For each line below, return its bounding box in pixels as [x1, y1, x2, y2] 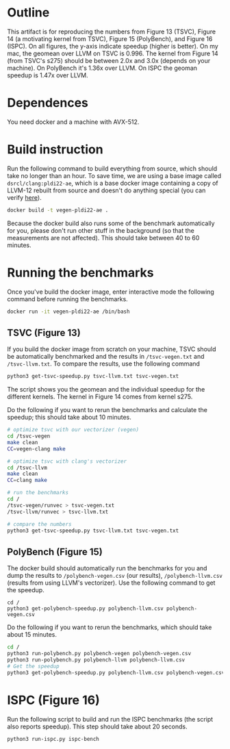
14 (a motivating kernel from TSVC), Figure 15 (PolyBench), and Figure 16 [7, 34, 213, 42]
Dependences [7, 95, 89, 111]
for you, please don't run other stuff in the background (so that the [7, 226, 195, 234]
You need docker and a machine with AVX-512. [7, 118, 140, 126]
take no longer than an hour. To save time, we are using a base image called [7, 171, 222, 179]
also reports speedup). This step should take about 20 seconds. [7, 722, 188, 731]
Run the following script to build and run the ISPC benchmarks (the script [7, 715, 214, 723]
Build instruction [7, 142, 104, 157]
